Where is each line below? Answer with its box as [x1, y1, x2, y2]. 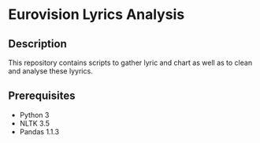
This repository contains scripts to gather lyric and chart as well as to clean [8, 58, 253, 67]
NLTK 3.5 [19, 119, 50, 128]
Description [8, 37, 67, 51]
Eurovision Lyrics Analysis [8, 6, 185, 24]
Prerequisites [8, 89, 76, 103]
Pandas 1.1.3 [19, 126, 60, 136]
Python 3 [19, 110, 50, 119]
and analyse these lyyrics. [8, 66, 93, 76]
